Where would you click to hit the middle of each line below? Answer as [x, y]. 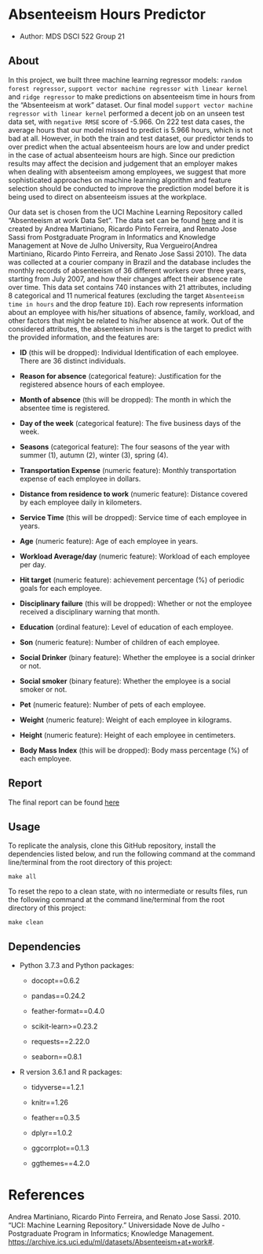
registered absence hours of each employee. [92, 384]
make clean [26, 922]
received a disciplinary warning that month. [89, 611]
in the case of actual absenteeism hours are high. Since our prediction [122, 155]
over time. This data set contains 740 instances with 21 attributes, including [130, 287]
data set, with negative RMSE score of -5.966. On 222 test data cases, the [126, 121]
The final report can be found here [64, 802]
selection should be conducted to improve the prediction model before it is [129, 188]
